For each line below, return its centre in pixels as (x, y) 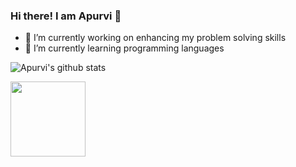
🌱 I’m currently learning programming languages (124, 48)
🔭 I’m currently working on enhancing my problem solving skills (155, 38)
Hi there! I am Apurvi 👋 (66, 16)
